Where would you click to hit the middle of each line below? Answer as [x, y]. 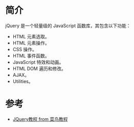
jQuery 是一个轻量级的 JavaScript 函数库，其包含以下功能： [68, 26]
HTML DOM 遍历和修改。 [39, 68]
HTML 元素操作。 [31, 43]
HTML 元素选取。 [31, 36]
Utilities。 [23, 81]
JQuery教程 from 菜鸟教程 [40, 119]
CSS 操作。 [25, 49]
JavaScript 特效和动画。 [38, 62]
